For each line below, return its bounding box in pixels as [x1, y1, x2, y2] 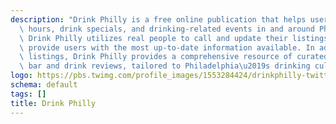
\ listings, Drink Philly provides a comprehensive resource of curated [19, 52, 329, 62]
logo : [10, 71, 33, 81]
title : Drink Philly [10, 98, 97, 108]
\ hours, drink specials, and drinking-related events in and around [19, 24, 315, 34]
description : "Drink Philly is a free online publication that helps [10, 14, 307, 25]
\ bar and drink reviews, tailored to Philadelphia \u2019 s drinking [19, 61, 311, 71]
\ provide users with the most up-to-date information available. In [19, 42, 315, 53]
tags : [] [10, 89, 47, 99]
